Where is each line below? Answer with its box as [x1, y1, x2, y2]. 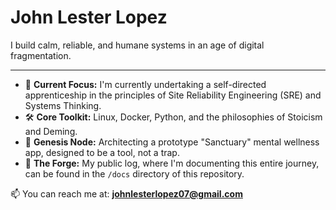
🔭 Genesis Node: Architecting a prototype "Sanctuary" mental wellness [24, 136, 320, 148]
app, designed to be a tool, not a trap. [24, 146, 180, 158]
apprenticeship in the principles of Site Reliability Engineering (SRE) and [24, 89, 322, 101]
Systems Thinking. [24, 99, 102, 111]
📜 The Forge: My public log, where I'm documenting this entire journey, [24, 157, 320, 169]
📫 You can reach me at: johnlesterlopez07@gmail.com [10, 187, 243, 200]
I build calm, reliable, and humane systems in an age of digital [10, 39, 265, 51]
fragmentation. [10, 49, 72, 61]
